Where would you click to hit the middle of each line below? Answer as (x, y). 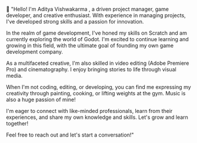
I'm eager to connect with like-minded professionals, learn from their (89, 111)
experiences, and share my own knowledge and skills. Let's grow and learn (97, 117)
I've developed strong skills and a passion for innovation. (75, 21)
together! (17, 123)
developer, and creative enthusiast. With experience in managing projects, (96, 15)
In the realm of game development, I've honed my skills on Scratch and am (96, 33)
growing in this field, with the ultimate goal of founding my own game (90, 45)
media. (14, 76)
